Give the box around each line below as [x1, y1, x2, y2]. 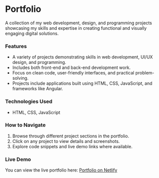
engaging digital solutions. [5, 30, 59, 36]
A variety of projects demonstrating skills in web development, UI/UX [12, 54, 153, 60]
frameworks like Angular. [12, 86, 63, 92]
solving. [12, 75, 29, 81]
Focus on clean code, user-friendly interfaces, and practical [12, 70, 135, 76]
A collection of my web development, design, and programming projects [5, 20, 152, 26]
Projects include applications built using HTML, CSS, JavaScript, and [12, 80, 153, 86]
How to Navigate [5, 121, 46, 128]
